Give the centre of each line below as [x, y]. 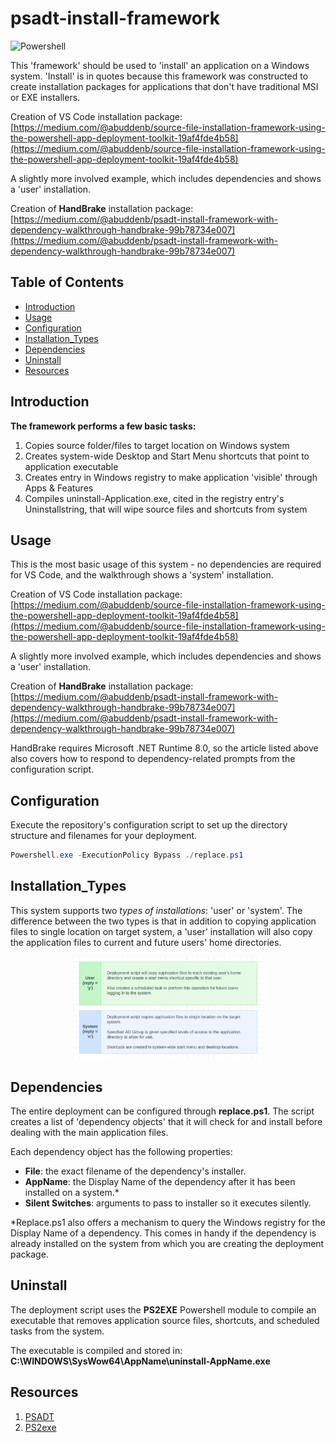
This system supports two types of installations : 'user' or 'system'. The [156, 910]
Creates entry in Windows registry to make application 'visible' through [171, 477]
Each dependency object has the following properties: [121, 1152]
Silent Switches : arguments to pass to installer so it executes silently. [168, 1203]
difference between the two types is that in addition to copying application [163, 921]
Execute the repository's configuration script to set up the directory [149, 825]
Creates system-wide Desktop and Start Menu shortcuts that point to [167, 456]
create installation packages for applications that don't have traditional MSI [164, 86]
